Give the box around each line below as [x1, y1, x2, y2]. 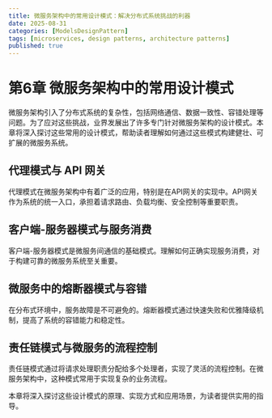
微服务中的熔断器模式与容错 [8, 282, 147, 296]
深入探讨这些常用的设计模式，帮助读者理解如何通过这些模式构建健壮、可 [22, 128, 264, 137]
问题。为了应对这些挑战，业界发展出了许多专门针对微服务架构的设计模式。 [8, 118, 257, 128]
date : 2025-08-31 [8, 19, 67, 27]
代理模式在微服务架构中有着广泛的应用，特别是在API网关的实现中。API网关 [8, 187, 258, 196]
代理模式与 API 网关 [8, 163, 107, 178]
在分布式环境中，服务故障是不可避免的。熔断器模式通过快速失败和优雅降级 [8, 305, 257, 315]
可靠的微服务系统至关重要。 [29, 255, 122, 265]
